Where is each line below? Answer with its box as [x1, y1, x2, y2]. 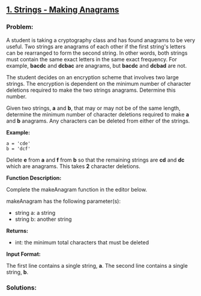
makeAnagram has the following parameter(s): [6, 198, 121, 205]
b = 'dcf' [6, 145, 31, 152]
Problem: [6, 23, 34, 31]
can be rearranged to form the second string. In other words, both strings [6, 49, 188, 56]
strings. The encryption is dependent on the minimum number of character [6, 80, 191, 87]
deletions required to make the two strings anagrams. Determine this [6, 86, 176, 94]
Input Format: [6, 250, 41, 258]
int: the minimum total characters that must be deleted [14, 238, 149, 246]
